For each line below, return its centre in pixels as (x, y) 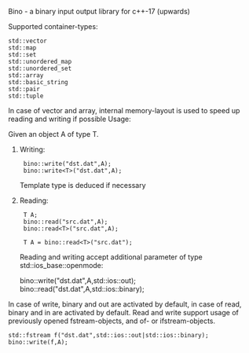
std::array (26, 75)
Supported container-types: (53, 26)
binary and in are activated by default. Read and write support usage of (124, 313)
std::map (22, 48)
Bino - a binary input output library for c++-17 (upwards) (99, 11)
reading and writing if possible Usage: (70, 119)
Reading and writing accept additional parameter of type (111, 257)
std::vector (27, 41)
